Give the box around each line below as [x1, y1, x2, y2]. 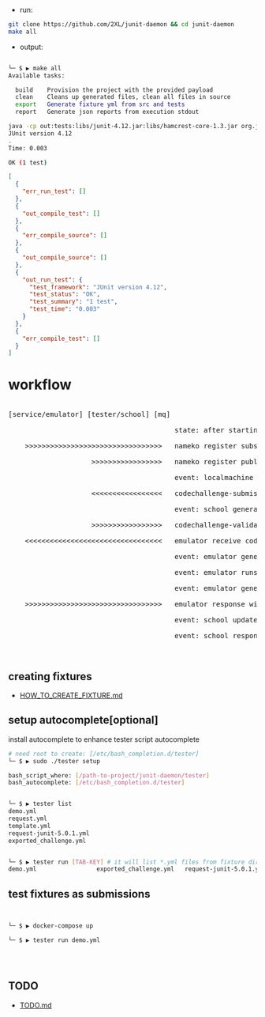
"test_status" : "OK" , [28, 290, 101, 298]
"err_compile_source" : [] [22, 232, 108, 240]
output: [19, 42, 43, 51]
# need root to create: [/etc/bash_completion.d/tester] [8, 750, 200, 758]
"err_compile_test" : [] [22, 335, 101, 342]
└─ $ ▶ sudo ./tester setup [8, 757, 101, 765]
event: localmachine [174, 473, 254, 482]
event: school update [174, 615, 258, 625]
